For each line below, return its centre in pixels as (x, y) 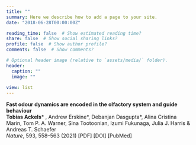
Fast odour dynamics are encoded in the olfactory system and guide (92, 104)
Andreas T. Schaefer (31, 130)
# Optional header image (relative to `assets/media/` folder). (87, 60)
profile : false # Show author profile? (57, 44)
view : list (20, 88)
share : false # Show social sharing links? (62, 39)
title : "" (18, 11)
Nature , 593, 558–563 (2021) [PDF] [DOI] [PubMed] (69, 136)
